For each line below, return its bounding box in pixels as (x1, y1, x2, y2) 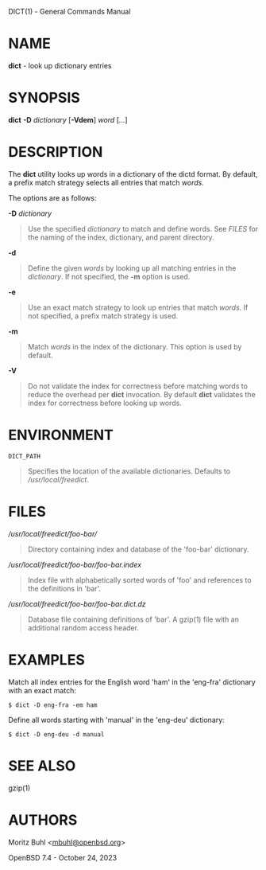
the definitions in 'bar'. (27, 583, 102, 593)
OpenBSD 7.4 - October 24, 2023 (8, 852, 118, 862)
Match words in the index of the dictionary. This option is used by (27, 341, 242, 351)
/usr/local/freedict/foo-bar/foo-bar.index (8, 560, 141, 569)
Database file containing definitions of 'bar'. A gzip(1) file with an (27, 614, 240, 624)
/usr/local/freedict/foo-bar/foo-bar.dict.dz (8, 599, 147, 608)
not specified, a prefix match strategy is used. (27, 310, 179, 321)
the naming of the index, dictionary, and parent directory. (27, 232, 214, 242)
